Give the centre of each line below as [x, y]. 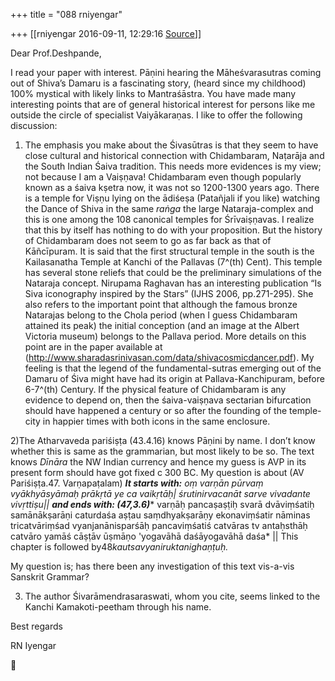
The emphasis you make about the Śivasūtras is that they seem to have [171, 145]
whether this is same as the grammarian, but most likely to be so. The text [162, 451]
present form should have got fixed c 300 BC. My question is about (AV [157, 472]
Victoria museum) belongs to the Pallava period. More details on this [165, 336]
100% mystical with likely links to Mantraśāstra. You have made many [153, 93]
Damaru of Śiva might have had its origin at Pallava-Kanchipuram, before [174, 378]
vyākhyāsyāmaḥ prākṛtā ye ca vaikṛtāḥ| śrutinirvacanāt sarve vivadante [160, 493]
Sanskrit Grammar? [50, 577]
